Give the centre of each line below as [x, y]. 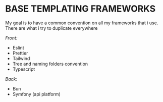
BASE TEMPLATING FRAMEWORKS [80, 9]
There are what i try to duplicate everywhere [51, 28]
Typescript [24, 69]
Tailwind [21, 58]
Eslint [18, 47]
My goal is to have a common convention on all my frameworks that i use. [82, 23]
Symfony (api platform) [36, 94]
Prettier [20, 53]
